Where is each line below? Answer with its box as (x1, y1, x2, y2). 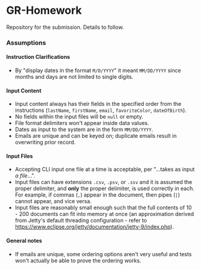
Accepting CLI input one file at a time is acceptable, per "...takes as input (14, 166, 195, 173)
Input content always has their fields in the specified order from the (14, 100, 182, 108)
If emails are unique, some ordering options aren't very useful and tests (14, 250, 192, 257)
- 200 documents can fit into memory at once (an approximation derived (14, 210, 194, 218)
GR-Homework (6, 4, 82, 17)
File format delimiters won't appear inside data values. (14, 120, 149, 127)
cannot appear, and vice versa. (14, 198, 92, 205)
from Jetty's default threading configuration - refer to (14, 217, 147, 224)
